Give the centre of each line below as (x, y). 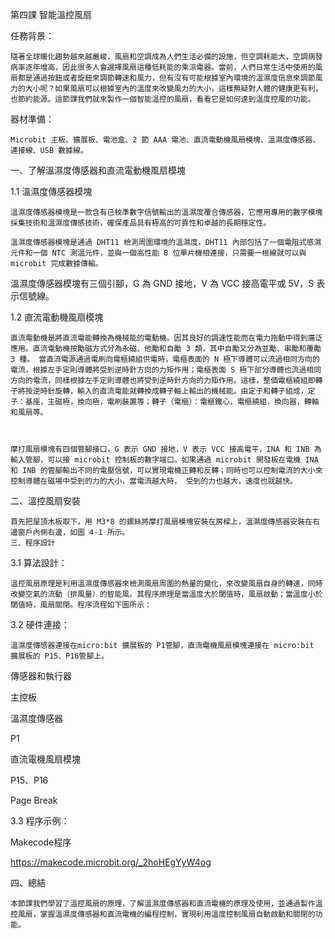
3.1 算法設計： (39, 562)
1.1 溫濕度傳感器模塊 (51, 191)
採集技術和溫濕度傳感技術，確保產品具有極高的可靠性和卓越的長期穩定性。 (141, 223)
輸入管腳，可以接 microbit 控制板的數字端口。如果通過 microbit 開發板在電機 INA (164, 460)
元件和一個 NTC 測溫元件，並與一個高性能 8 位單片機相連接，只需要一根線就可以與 (158, 253)
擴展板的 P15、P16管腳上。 (60, 656)
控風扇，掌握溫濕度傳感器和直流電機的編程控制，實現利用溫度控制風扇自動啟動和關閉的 (163, 914)
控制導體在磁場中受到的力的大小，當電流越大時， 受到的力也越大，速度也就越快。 (154, 481)
